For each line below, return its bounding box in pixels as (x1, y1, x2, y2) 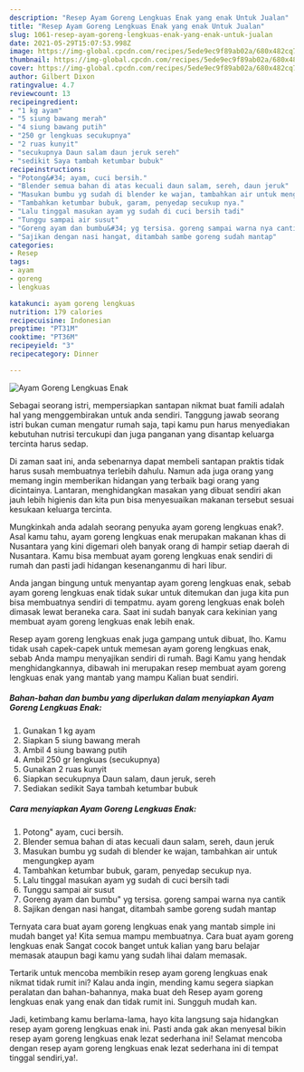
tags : (9, 257, 30, 267)
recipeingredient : (9, 97, 79, 107)
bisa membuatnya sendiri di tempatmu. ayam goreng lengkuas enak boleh (9, 597, 285, 608)
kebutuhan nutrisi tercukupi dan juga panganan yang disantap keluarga (9, 428, 274, 439)
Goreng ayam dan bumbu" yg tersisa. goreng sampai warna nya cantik (22, 894, 287, 904)
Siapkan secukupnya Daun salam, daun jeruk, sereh (22, 773, 216, 784)
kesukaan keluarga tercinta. (9, 503, 113, 514)
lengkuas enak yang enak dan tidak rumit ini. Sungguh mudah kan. (9, 996, 258, 1007)
